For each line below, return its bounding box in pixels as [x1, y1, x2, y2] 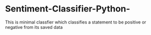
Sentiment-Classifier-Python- [5, 3, 130, 14]
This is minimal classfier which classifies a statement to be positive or [5, 19, 147, 25]
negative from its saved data [5, 24, 63, 30]
